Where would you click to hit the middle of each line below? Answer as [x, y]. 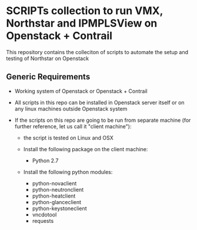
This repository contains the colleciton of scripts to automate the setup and [97, 52]
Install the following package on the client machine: [86, 149]
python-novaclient [54, 183]
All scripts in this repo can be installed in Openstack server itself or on [99, 102]
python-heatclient [54, 196]
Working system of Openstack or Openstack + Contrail [81, 91]
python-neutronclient [58, 189]
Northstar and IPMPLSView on [82, 23]
